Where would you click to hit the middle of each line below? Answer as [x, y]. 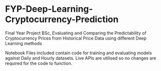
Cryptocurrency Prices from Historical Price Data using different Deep [76, 38]
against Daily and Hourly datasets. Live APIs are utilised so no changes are [80, 58]
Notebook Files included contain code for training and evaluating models [79, 53]
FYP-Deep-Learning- [49, 9]
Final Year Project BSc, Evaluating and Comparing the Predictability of [76, 33]
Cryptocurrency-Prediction [62, 19]
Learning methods [24, 43]
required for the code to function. [39, 63]
